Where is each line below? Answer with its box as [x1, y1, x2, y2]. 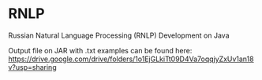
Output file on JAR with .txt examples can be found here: [8, 45, 193, 55]
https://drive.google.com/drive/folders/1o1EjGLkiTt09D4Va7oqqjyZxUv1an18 [8, 54, 254, 64]
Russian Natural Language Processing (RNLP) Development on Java [8, 31, 230, 40]
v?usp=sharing [8, 62, 57, 71]
